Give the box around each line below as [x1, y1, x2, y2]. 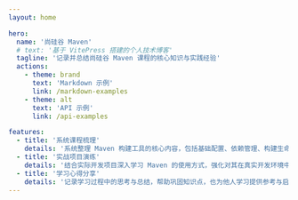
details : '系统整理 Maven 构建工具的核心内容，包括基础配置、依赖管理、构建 [24, 144, 278, 154]
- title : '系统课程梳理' [16, 136, 101, 145]
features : [8, 128, 45, 137]
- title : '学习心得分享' [16, 169, 101, 178]
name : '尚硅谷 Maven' [16, 37, 93, 46]
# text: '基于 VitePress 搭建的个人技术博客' [16, 45, 173, 54]
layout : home [8, 12, 57, 22]
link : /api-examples [31, 112, 109, 121]
